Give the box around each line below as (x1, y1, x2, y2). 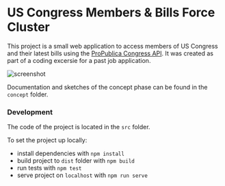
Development (7, 107, 53, 117)
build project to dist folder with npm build (16, 157, 135, 165)
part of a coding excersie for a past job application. (7, 56, 151, 64)
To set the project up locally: (7, 136, 88, 144)
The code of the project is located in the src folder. (7, 123, 150, 131)
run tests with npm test (16, 164, 82, 172)
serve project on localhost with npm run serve (16, 171, 148, 179)
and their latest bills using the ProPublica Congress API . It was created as (7, 49, 214, 57)
